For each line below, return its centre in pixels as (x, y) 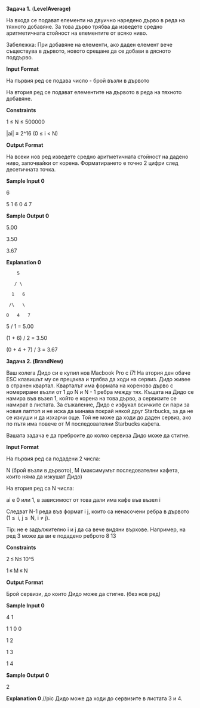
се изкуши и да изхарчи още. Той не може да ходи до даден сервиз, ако (99, 417)
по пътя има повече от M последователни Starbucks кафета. (84, 424)
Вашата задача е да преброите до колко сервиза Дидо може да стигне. (98, 435)
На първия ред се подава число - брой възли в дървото (78, 81)
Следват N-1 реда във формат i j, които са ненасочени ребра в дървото (98, 511)
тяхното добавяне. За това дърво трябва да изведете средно (84, 27)
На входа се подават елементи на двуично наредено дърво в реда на (96, 20)
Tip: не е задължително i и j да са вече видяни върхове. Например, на (96, 529)
